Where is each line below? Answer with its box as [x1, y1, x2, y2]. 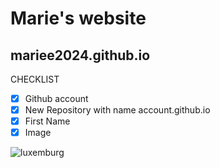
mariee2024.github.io [10, 47, 151, 64]
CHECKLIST [10, 73, 60, 85]
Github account [24, 93, 89, 104]
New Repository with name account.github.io [24, 104, 211, 116]
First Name [24, 115, 71, 127]
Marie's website [10, 7, 147, 30]
